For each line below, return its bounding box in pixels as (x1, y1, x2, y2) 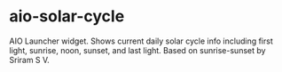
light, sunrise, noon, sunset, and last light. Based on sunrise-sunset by (9, 44, 266, 55)
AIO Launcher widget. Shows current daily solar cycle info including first (9, 36, 273, 46)
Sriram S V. (9, 54, 51, 65)
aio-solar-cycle (9, 6, 125, 27)
